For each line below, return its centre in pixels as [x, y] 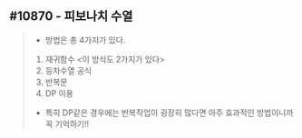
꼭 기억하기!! [67, 123]
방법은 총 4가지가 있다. [85, 40]
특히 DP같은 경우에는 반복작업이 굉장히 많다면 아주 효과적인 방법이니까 [169, 113]
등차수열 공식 [68, 70]
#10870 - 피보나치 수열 [71, 16]
